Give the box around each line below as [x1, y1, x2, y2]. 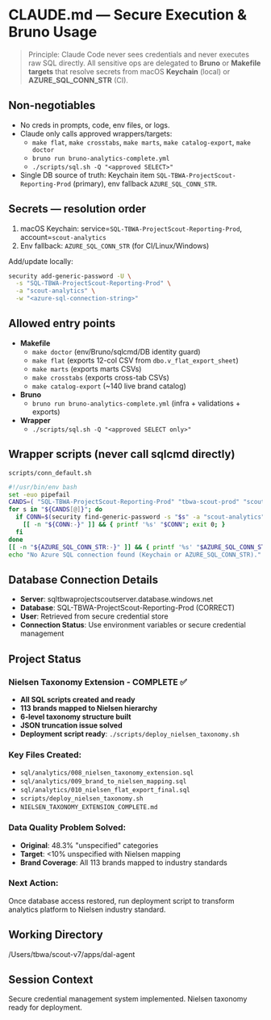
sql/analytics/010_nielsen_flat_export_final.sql [19, 786, 191, 795]
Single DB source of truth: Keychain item [19, 170, 155, 179]
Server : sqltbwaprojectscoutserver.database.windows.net [19, 594, 214, 604]
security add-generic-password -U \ [8, 272, 131, 280]
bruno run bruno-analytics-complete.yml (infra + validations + [31, 398, 240, 408]
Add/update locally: [8, 256, 74, 266]
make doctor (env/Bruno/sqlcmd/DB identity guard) [31, 346, 201, 356]
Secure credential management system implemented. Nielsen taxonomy [8, 994, 248, 1004]
